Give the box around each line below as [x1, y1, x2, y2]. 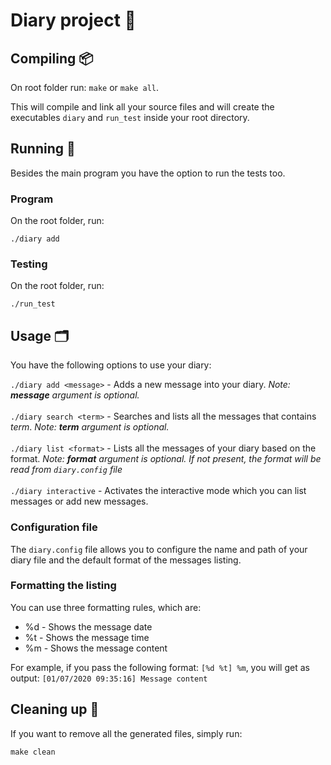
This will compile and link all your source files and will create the [10, 101, 275, 113]
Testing [10, 257, 48, 271]
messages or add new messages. [10, 495, 149, 508]
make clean [10, 747, 56, 757]
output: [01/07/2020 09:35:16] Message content [10, 672, 208, 684]
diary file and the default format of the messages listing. [10, 554, 242, 566]
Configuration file [10, 520, 98, 534]
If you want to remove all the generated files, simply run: [10, 727, 243, 739]
